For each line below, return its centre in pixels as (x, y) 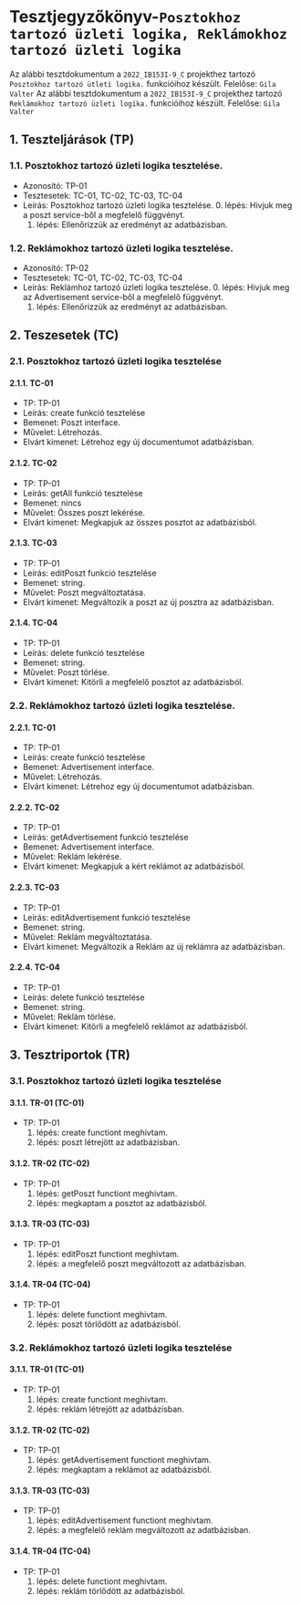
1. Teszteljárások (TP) (72, 140)
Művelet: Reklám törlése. (69, 1016)
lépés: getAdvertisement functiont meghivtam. (124, 1460)
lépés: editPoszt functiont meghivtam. (108, 1254)
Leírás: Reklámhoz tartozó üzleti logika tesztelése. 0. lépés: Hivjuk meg (156, 287)
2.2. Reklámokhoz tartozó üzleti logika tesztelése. (122, 705)
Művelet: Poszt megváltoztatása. (84, 592)
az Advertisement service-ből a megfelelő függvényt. (123, 297)
